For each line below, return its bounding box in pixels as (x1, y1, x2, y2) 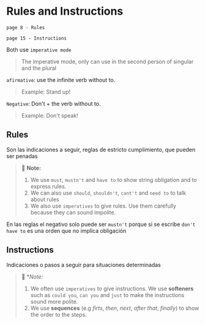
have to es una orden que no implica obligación (6, 227, 127, 234)
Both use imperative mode (6, 46, 72, 53)
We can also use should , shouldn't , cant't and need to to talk (30, 189, 187, 197)
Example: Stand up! (21, 88, 71, 96)
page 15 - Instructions (6, 35, 67, 41)
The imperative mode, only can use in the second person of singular (21, 58, 194, 65)
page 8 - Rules (6, 24, 45, 31)
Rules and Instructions (6, 4, 124, 18)
